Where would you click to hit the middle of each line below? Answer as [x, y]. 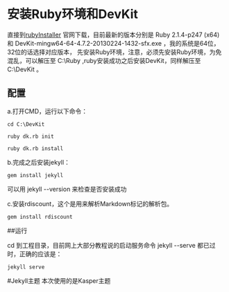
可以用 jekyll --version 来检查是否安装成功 [67, 189]
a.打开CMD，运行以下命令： [48, 111]
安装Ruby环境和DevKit [73, 14]
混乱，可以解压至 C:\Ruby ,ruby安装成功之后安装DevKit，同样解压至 [104, 60]
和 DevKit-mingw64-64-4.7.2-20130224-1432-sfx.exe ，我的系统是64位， [113, 43]
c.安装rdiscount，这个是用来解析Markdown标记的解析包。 [90, 203]
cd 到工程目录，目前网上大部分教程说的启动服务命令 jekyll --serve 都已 [108, 245]
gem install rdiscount [40, 217]
